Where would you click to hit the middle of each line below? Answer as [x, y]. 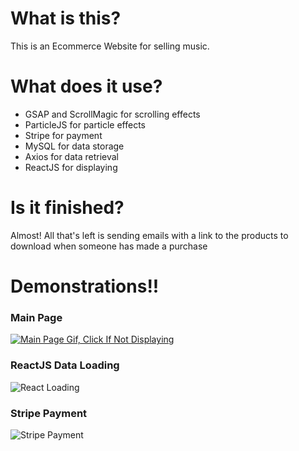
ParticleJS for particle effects [85, 124]
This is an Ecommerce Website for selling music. [110, 46]
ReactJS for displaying [71, 167]
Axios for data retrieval [71, 156]
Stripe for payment [63, 135]
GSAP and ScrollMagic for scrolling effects [112, 114]
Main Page [36, 317]
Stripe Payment [49, 413]
